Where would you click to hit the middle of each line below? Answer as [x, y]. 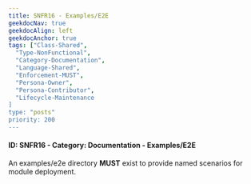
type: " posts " [32, 113]
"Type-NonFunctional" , [53, 53]
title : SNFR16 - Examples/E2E [59, 16]
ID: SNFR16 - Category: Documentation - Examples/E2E [102, 146]
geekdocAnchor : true [43, 38]
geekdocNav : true [37, 23]
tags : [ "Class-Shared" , [48, 46]
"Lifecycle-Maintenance [55, 98]
